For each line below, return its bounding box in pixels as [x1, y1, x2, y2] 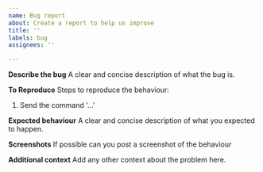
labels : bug [8, 33, 48, 42]
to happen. [8, 124, 44, 134]
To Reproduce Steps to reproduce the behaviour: [8, 85, 169, 95]
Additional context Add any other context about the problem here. [8, 155, 226, 165]
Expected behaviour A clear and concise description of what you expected [8, 116, 256, 125]
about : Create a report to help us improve [8, 19, 155, 27]
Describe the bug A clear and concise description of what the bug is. [8, 70, 235, 79]
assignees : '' [8, 41, 56, 49]
